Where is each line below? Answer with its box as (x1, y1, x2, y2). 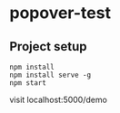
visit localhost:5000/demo (9, 94, 107, 105)
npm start (9, 79, 47, 88)
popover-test (9, 3, 112, 24)
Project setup (9, 39, 88, 54)
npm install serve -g (9, 71, 92, 80)
